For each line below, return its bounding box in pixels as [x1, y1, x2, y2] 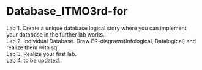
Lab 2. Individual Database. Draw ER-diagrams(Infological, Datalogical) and [6, 37, 196, 44]
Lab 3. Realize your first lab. [6, 50, 77, 57]
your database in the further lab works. [6, 30, 105, 38]
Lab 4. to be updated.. [6, 57, 62, 64]
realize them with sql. [6, 44, 60, 51]
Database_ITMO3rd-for [6, 4, 128, 18]
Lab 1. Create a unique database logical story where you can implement [6, 24, 187, 32]
